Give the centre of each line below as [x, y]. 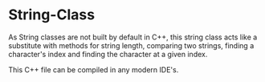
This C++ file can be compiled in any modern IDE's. [94, 69]
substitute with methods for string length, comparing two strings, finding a [131, 45]
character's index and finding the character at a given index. [108, 54]
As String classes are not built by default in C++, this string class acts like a [133, 37]
